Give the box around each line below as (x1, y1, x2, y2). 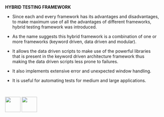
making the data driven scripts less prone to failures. (12, 59, 118, 64)
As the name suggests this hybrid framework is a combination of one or (12, 34, 157, 39)
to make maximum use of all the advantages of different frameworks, (12, 19, 152, 24)
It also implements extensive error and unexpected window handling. (12, 68, 152, 74)
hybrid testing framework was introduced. (12, 24, 97, 30)
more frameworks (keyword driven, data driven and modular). (12, 39, 137, 45)
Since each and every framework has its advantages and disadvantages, (12, 14, 159, 19)
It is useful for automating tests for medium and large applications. (12, 78, 146, 83)
